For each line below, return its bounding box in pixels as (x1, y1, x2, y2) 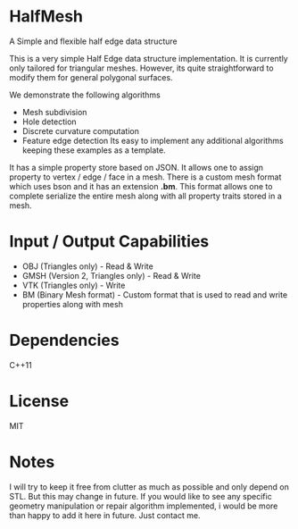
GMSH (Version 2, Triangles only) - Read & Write (21, 270, 201, 281)
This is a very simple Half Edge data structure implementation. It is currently (9, 53, 288, 63)
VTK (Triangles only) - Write (21, 280, 126, 290)
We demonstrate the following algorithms (9, 89, 161, 100)
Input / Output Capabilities (9, 231, 210, 252)
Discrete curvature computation (21, 125, 140, 136)
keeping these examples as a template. (21, 145, 167, 155)
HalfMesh (9, 6, 83, 27)
